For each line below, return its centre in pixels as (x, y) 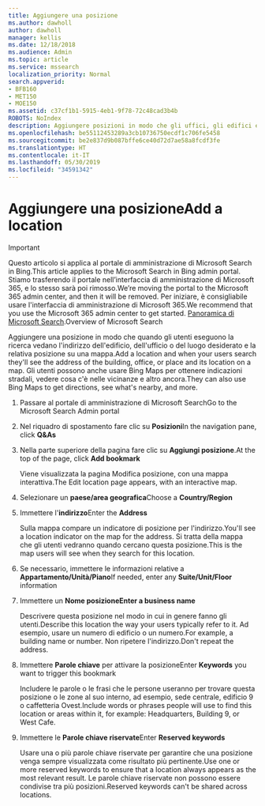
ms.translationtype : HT (47, 148)
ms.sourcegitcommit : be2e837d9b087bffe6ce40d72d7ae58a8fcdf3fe (114, 140)
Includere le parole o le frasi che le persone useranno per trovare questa (137, 688)
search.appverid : (37, 81)
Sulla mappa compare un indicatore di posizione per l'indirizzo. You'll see (138, 528)
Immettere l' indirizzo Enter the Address (83, 512)
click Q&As (38, 435)
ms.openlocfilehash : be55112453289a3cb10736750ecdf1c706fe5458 (114, 133)
